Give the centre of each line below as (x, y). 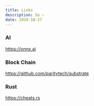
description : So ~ (25, 15)
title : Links (19, 10)
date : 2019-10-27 (24, 20)
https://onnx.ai (21, 49)
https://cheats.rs (23, 98)
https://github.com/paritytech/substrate (47, 73)
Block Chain (20, 62)
